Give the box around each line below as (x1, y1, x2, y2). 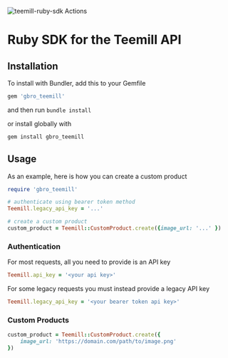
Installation (7, 60, 58, 72)
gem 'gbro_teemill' (7, 93, 66, 100)
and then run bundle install (7, 106, 91, 114)
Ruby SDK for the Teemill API (7, 32, 182, 48)
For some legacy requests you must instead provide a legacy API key (7, 285, 210, 293)
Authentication (7, 241, 61, 251)
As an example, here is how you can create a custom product (7, 172, 187, 180)
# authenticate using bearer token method (7, 198, 135, 206)
